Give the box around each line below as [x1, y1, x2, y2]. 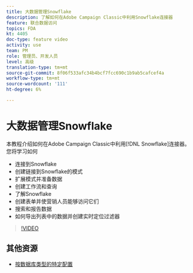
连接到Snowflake [14, 160, 57, 167]
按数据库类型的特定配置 [14, 260, 73, 268]
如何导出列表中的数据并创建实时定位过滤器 [14, 213, 120, 220]
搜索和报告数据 [14, 205, 52, 212]
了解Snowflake [14, 190, 52, 197]
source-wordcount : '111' [6, 81, 68, 87]
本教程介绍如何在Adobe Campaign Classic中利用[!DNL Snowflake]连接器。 [6, 140, 190, 147]
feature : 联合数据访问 [6, 20, 57, 26]
